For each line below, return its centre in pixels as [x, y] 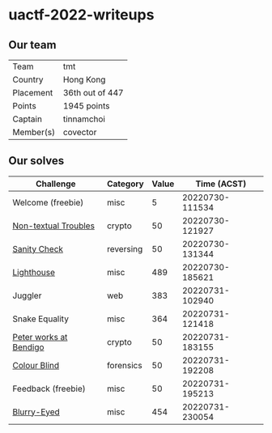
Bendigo [28, 347]
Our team [32, 45]
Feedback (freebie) [49, 388]
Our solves [36, 161]
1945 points [86, 106]
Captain [28, 119]
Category [125, 184]
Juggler [27, 295]
